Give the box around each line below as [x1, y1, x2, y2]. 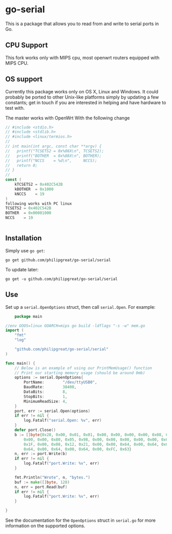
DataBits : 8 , [24, 389, 68, 394]
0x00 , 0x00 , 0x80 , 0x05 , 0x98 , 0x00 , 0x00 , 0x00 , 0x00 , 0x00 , [24, 437, 159, 442]
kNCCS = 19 [14, 191, 45, 196]
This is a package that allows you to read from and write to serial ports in [5, 21, 159, 27]
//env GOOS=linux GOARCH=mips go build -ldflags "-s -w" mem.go [5, 323, 145, 328]
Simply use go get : [5, 247, 45, 253]
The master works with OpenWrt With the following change [5, 114, 130, 121]
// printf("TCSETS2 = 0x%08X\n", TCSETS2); [5, 148, 104, 153]
